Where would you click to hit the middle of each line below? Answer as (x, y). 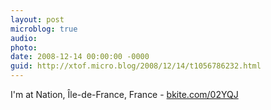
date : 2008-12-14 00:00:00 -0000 (80, 57)
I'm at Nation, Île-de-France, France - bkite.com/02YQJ (124, 94)
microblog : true (44, 29)
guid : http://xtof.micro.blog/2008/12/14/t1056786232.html (136, 66)
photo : (24, 47)
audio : (24, 38)
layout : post (37, 19)
